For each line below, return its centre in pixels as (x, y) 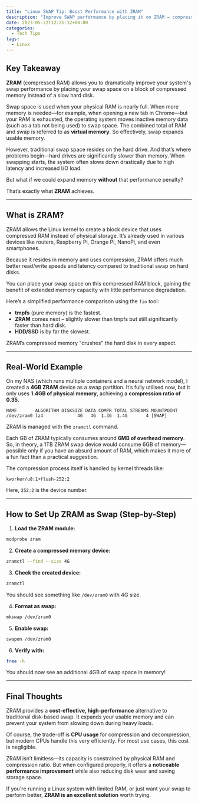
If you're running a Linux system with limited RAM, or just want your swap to (98, 789)
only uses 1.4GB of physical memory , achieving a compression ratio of (93, 393)
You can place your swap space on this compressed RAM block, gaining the (98, 283)
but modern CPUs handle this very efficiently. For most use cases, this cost (98, 741)
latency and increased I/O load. (44, 168)
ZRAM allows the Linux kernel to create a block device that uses (84, 229)
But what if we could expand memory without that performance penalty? (95, 179)
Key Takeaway (33, 68)
